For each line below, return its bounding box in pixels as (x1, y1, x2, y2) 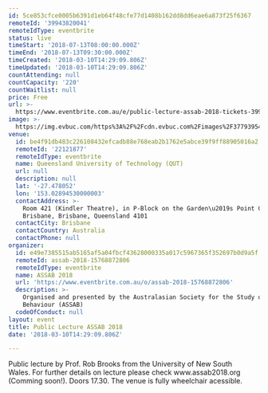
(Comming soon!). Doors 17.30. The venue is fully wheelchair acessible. (8, 376, 243, 386)
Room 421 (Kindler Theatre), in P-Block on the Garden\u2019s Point (22, 204, 255, 212)
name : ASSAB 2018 (15, 271, 73, 279)
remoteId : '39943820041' (8, 19, 91, 27)
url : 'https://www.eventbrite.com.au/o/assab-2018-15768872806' (15, 278, 234, 287)
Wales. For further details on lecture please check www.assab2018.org (8, 367, 241, 377)
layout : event (8, 316, 56, 324)
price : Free (8, 93, 48, 101)
